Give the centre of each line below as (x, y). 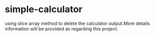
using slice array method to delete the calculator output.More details (77, 23)
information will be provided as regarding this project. (62, 28)
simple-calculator (44, 9)
